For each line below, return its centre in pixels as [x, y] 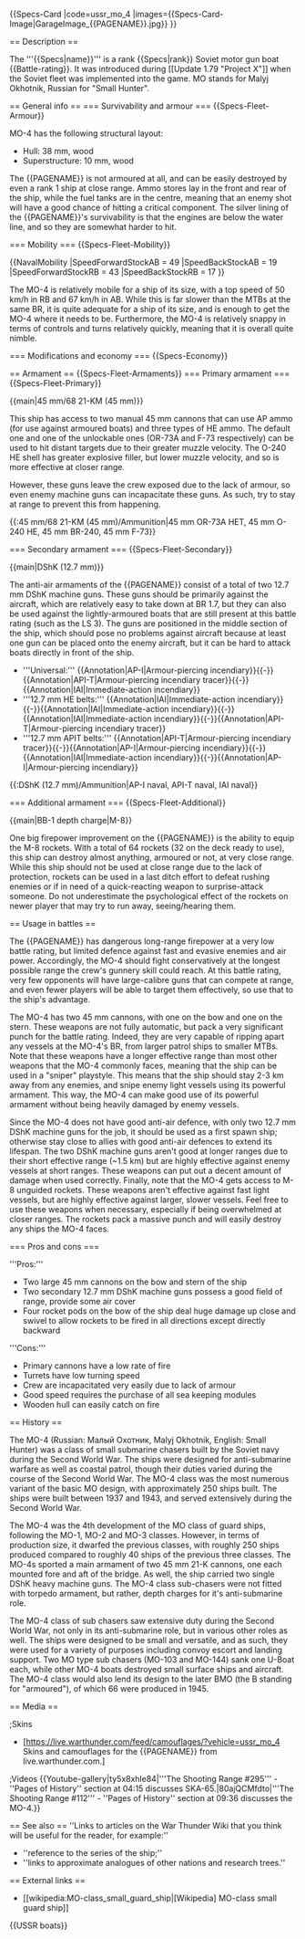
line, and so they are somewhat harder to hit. [93, 227]
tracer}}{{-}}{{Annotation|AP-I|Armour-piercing [111, 748]
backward [41, 1330]
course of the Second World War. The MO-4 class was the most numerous [149, 1478]
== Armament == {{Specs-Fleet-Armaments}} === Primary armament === [150, 373]
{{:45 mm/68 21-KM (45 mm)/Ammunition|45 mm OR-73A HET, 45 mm [142, 522]
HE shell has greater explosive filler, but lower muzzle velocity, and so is [144, 457]
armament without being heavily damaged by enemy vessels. [124, 1104]
